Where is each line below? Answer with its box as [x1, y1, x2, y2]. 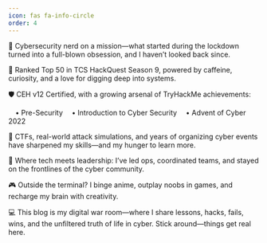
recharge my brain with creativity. [8, 191, 119, 201]
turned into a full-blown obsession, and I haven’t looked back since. [8, 49, 231, 59]
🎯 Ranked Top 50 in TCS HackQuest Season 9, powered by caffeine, [8, 65, 233, 74]
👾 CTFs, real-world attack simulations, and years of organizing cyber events [8, 131, 258, 141]
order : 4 [8, 19, 37, 27]
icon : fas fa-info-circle [8, 11, 94, 20]
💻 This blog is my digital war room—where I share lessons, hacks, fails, [8, 207, 245, 217]
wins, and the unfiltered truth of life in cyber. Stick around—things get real [8, 218, 251, 228]
